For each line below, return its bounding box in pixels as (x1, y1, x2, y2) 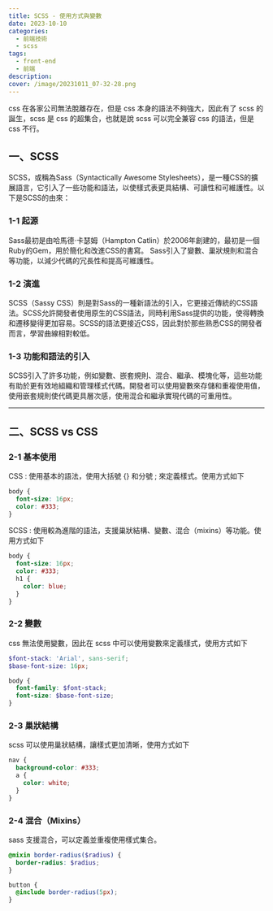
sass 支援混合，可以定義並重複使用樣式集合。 (8, 835, 161, 844)
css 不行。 (8, 124, 44, 133)
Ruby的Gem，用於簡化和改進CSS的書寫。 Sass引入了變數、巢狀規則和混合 (8, 245, 259, 255)
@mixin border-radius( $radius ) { (8, 851, 122, 859)
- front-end (15, 58, 57, 66)
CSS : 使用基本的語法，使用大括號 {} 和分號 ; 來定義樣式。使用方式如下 (8, 471, 245, 480)
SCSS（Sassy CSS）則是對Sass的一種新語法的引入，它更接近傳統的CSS (8, 297, 251, 307)
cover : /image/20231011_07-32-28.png (8, 80, 136, 88)
